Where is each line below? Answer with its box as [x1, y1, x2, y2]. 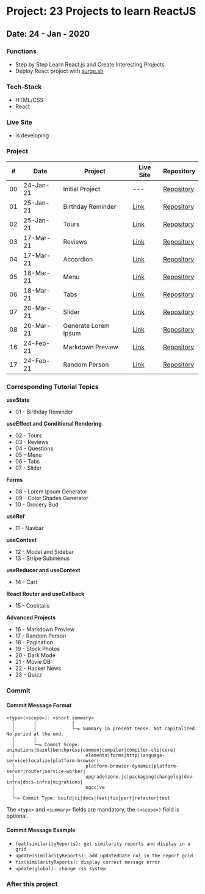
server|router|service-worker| [6, 768, 86, 775]
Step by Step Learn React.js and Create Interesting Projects [15, 60, 165, 68]
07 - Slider [15, 464, 42, 471]
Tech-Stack [6, 82, 42, 91]
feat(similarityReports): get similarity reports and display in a [15, 841, 190, 847]
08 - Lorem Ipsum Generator [15, 488, 87, 495]
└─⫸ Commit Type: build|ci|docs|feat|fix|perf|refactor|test [12, 795, 171, 801]
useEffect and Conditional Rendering [6, 420, 102, 427]
